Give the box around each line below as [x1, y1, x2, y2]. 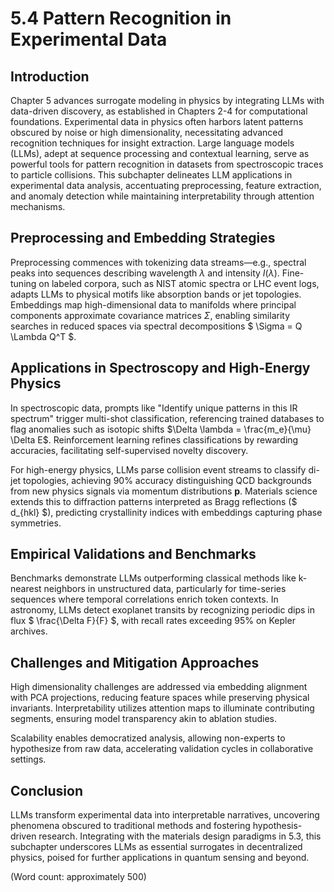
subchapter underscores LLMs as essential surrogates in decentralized [10, 841, 303, 853]
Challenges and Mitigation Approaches [10, 654, 260, 671]
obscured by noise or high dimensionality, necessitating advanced [10, 127, 284, 138]
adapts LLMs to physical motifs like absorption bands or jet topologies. [10, 288, 302, 300]
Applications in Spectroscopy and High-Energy [10, 360, 311, 377]
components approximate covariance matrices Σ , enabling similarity [10, 309, 291, 321]
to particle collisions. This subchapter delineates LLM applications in [10, 169, 293, 181]
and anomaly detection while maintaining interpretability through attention [10, 190, 315, 202]
